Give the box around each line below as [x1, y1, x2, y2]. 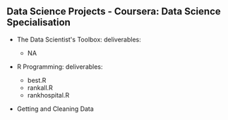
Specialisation [6, 17, 71, 29]
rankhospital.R [27, 91, 70, 99]
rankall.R [27, 84, 54, 92]
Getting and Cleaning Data [16, 105, 95, 113]
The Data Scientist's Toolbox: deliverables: [16, 35, 142, 44]
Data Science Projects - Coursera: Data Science [6, 6, 221, 18]
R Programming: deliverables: [16, 62, 103, 71]
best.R [27, 76, 47, 84]
